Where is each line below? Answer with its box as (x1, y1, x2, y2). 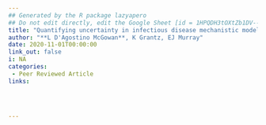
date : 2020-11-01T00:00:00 (8, 41, 97, 49)
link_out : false (8, 48, 62, 56)
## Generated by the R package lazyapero (8, 11, 147, 20)
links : (8, 77, 30, 85)
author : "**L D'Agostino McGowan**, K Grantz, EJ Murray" (8, 33, 203, 42)
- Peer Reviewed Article (11, 70, 93, 78)
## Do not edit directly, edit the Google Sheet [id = (8, 19, 193, 27)
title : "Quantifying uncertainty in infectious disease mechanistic (8, 26, 239, 34)
